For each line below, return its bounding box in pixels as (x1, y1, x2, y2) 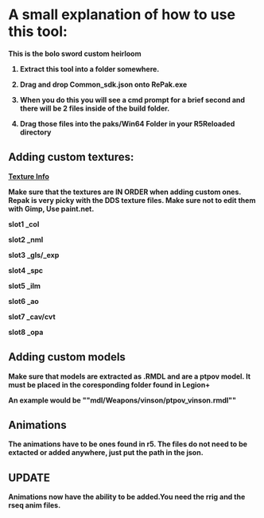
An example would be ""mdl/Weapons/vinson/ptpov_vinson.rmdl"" (8, 395, 237, 405)
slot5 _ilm (8, 281, 41, 290)
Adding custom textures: (8, 150, 134, 164)
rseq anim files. (8, 500, 61, 510)
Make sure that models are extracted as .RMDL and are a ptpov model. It (8, 372, 251, 381)
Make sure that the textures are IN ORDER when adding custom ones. (8, 187, 242, 197)
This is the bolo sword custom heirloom (8, 49, 142, 58)
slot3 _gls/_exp (8, 250, 60, 259)
